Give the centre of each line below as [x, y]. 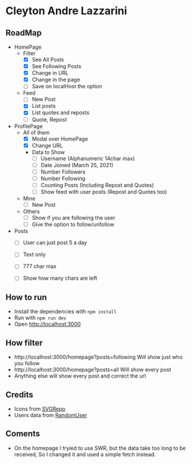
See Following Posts [56, 66]
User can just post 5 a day [55, 243]
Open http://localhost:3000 [47, 324]
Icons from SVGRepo [40, 409]
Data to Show [48, 152]
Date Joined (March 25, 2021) [77, 165]
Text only [34, 255]
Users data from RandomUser [50, 415]
